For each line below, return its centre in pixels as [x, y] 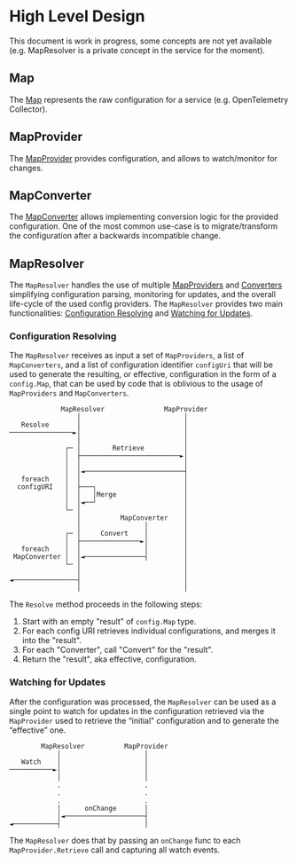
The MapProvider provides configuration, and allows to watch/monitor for [143, 158]
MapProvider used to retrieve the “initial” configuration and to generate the [144, 720]
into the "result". [52, 640]
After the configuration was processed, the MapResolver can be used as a [143, 702]
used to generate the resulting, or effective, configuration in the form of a [143, 374]
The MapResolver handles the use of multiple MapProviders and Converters [146, 285]
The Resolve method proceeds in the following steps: [106, 604]
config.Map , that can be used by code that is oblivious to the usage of [136, 384]
